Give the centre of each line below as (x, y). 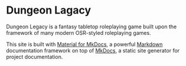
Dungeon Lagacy (49, 10)
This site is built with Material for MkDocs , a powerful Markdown (84, 44)
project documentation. (35, 57)
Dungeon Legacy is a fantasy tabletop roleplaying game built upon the (92, 27)
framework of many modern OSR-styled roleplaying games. (79, 32)
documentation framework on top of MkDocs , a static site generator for (93, 50)
